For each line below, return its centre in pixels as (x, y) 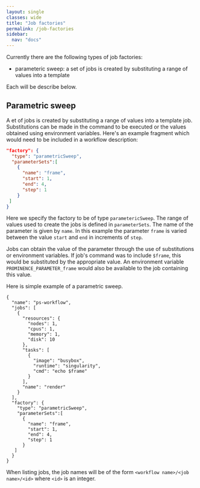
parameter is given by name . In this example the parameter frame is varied (97, 231)
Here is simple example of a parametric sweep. (65, 287)
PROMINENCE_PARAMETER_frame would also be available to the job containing (97, 268)
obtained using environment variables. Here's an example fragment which (98, 133)
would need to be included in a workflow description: (72, 139)
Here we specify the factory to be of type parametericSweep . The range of (97, 218)
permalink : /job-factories (40, 29)
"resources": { (41, 318)
